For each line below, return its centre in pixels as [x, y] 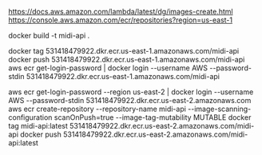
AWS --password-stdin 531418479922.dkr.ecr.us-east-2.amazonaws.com [130, 100]
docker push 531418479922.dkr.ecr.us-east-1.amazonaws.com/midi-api [127, 60]
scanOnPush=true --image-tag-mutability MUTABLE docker [153, 117]
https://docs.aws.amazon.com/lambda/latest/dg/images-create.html [121, 12]
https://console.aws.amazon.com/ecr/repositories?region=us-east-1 [121, 20]
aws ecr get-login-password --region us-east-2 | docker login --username [131, 92]
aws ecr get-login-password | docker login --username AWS [108, 68]
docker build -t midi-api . [49, 36]
